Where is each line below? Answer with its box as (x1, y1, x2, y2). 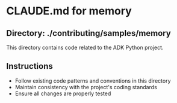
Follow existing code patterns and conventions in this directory (14, 77, 171, 84)
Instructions (6, 61, 53, 71)
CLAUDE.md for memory (6, 4, 132, 18)
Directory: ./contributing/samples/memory (6, 28, 172, 38)
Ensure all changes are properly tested (14, 90, 111, 97)
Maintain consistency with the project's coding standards (14, 83, 158, 90)
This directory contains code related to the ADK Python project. (6, 44, 164, 51)
